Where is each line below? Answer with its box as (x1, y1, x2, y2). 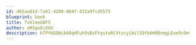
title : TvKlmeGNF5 (6, 19, 51, 25)
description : (6, 30, 38, 36)
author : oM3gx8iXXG (6, 25, 54, 31)
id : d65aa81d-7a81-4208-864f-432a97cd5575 (6, 8, 111, 15)
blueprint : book (6, 14, 45, 20)
